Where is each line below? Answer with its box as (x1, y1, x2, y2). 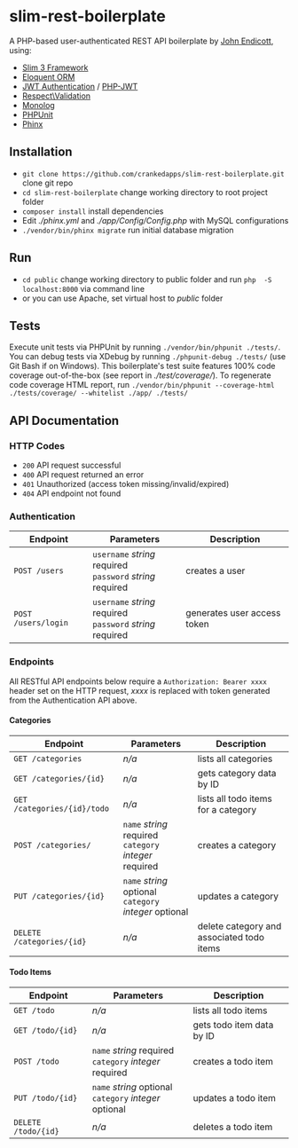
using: (9, 44, 32, 55)
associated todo (197, 931, 264, 943)
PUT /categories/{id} (13, 891, 105, 901)
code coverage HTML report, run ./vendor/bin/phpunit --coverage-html (9, 380, 275, 390)
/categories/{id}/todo (13, 803, 109, 814)
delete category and (197, 920, 282, 932)
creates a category (197, 838, 277, 851)
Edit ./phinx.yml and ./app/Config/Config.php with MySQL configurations (21, 215, 289, 225)
